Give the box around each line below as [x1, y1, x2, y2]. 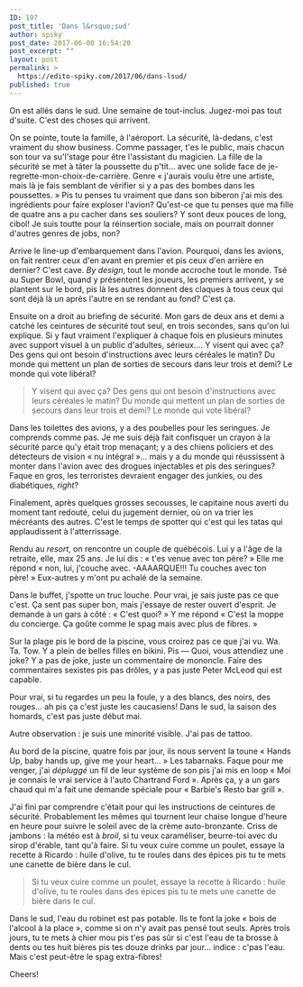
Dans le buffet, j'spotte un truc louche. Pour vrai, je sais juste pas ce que [9, 589, 280, 600]
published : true [9, 80, 70, 89]
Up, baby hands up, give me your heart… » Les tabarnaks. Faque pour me [9, 754, 284, 766]
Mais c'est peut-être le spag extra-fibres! [9, 951, 162, 962]
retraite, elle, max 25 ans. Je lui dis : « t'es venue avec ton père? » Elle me [9, 553, 284, 563]
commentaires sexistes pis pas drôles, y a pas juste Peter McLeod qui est [9, 664, 282, 675]
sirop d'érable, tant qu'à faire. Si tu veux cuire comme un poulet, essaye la [9, 839, 286, 850]
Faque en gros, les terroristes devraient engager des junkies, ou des [9, 470, 263, 480]
